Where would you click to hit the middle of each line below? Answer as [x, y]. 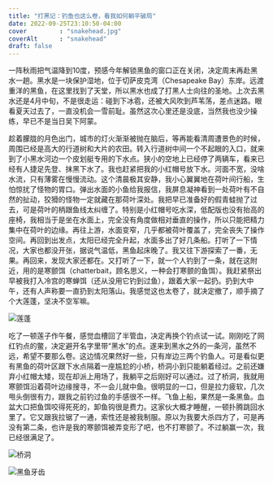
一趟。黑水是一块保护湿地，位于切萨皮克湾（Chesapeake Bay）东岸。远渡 [139, 81]
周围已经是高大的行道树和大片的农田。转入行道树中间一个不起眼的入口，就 [133, 149]
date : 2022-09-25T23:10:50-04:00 [65, 24]
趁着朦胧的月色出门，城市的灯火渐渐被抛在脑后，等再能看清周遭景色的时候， [136, 138]
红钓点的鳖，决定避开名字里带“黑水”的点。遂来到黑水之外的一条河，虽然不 [133, 346]
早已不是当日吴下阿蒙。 [62, 121]
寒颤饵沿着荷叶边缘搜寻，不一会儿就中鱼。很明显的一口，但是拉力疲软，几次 [136, 386]
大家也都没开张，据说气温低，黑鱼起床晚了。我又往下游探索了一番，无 [140, 251]
